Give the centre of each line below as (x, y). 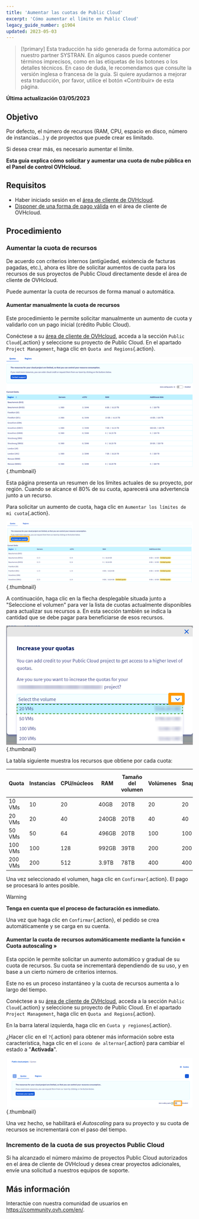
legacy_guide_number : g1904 (41, 25)
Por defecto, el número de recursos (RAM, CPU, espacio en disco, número (97, 131)
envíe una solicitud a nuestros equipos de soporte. (68, 1170)
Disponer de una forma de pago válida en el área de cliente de (91, 206)
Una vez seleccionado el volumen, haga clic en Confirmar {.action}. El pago (97, 879)
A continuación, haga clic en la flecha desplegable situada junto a (86, 598)
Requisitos (26, 186)
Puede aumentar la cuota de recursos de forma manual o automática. (91, 292)
